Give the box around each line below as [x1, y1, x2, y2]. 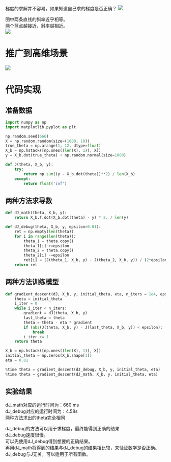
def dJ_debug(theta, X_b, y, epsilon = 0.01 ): [5, 224, 101, 229]
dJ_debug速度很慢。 [5, 432, 48, 438]
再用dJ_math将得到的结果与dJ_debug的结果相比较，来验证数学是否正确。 [5, 445, 160, 451]
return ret [14, 262, 38, 267]
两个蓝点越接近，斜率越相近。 [5, 23, 68, 29]
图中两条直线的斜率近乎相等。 [5, 16, 68, 22]
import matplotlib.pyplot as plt [5, 124, 76, 130]
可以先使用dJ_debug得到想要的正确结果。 [5, 438, 93, 444]
